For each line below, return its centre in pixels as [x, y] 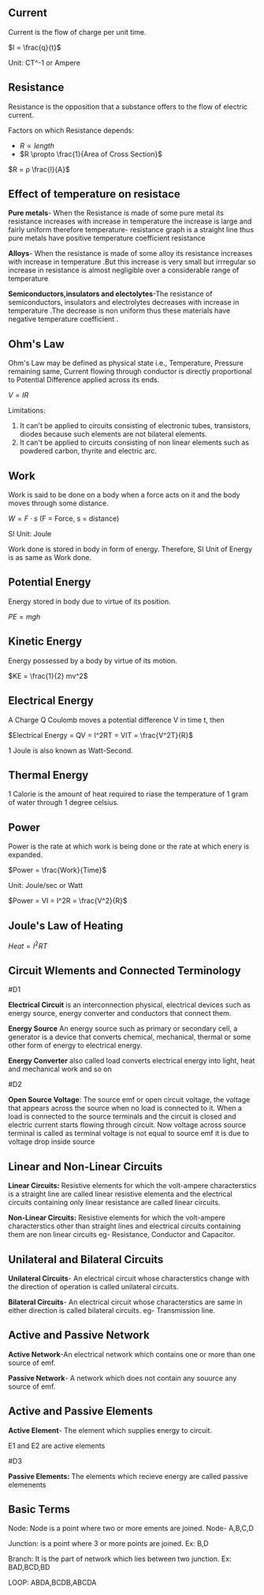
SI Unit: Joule [30, 534]
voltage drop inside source [52, 1142]
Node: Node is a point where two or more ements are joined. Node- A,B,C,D [131, 1529]
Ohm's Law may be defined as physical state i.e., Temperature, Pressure [126, 363]
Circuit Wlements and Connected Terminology [125, 971]
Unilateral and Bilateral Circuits [86, 1259]
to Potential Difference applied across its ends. [84, 380]
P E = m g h [24, 616]
